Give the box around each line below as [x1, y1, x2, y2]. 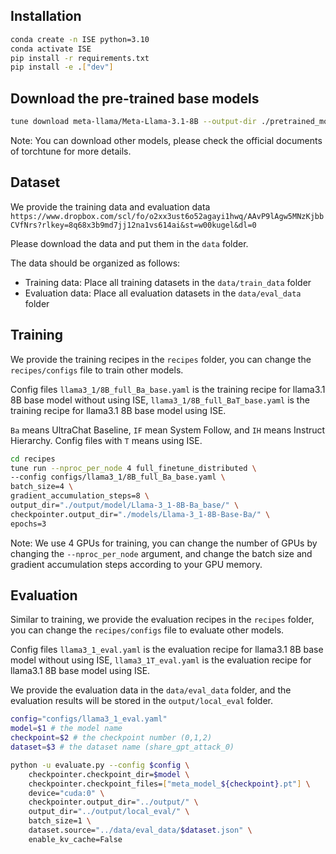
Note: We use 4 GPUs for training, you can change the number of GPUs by [10, 537, 318, 549]
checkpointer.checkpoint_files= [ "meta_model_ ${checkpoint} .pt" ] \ [28, 779, 311, 789]
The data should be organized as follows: [10, 257, 181, 269]
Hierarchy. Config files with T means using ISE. [10, 434, 203, 446]
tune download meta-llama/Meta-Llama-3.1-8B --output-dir [10, 117, 257, 127]
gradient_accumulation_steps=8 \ [10, 491, 150, 501]
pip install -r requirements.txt [10, 53, 150, 63]
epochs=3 [10, 519, 47, 529]
